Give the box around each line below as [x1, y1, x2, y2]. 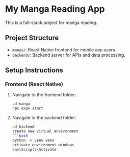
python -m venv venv [12, 138, 54, 143]
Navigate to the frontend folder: [12, 92, 76, 98]
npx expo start [12, 106, 44, 111]
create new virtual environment [12, 129, 78, 134]
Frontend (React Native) [5, 81, 63, 88]
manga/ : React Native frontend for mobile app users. [12, 46, 117, 52]
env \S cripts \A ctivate [12, 147, 57, 152]
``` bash [12, 133, 28, 138]
